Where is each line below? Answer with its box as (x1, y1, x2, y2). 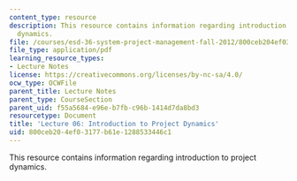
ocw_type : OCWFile (9, 79, 77, 87)
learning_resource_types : (9, 54, 104, 63)
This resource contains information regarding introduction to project (9, 152, 257, 162)
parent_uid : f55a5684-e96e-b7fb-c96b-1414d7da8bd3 (9, 103, 200, 112)
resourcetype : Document (9, 111, 97, 120)
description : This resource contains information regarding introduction (9, 21, 287, 30)
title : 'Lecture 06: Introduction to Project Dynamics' (9, 120, 219, 129)
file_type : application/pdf (9, 46, 113, 55)
